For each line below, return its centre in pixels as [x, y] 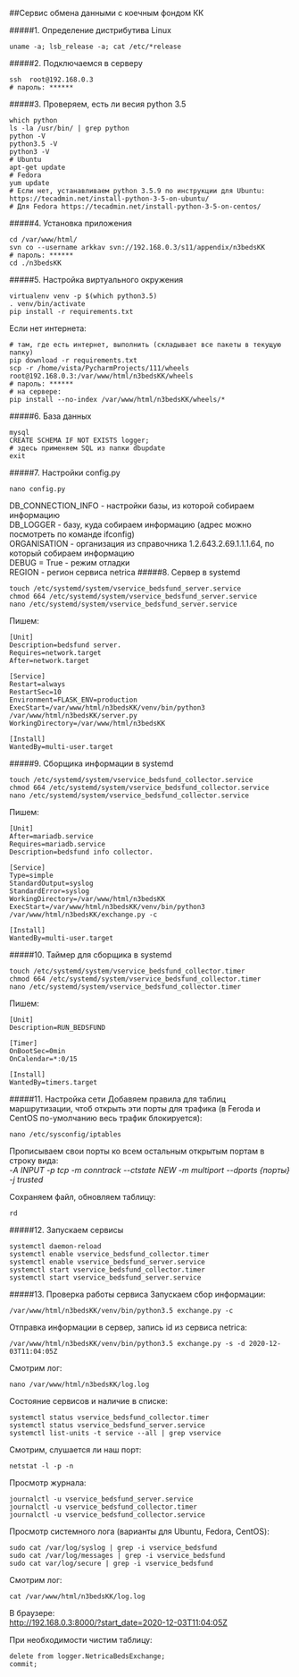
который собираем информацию [72, 553]
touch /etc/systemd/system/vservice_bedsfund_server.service [125, 589]
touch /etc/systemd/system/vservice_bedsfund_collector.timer [127, 971]
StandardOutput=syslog [51, 883]
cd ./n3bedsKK [36, 263]
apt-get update [37, 167]
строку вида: [34, 1161]
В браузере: [32, 1613]
